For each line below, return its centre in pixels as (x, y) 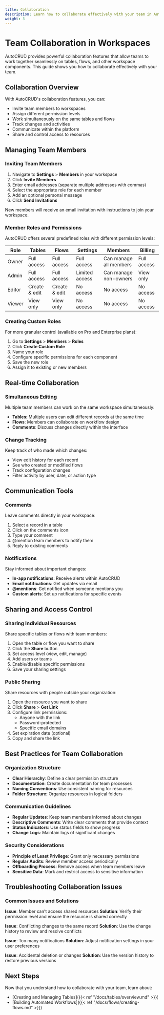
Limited (84, 273)
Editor (14, 290)
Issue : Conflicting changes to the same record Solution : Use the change (78, 926)
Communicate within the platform (46, 129)
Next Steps (22, 976)
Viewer (16, 304)
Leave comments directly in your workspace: (50, 515)
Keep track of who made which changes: (46, 450)
